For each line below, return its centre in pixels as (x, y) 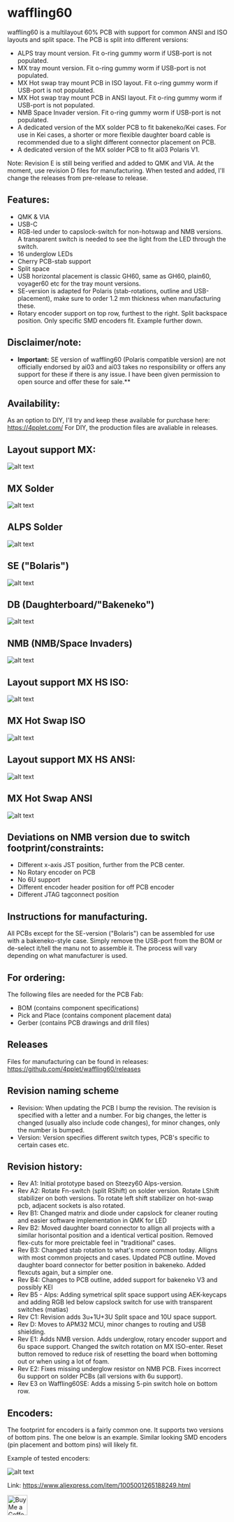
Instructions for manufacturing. (78, 916)
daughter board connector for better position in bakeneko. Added (111, 1265)
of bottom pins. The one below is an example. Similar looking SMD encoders (117, 1438)
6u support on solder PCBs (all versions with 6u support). (100, 1376)
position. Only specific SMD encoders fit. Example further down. (110, 320)
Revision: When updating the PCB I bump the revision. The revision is (117, 1107)
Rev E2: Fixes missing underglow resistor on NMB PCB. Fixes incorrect (119, 1369)
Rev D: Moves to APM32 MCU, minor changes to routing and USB (111, 1324)
